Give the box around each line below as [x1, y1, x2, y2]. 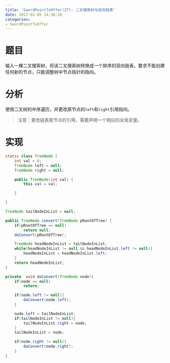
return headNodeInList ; [14, 260, 65, 265]
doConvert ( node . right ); [23, 344, 73, 349]
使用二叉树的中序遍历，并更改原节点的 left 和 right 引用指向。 [5, 106, 133, 112]
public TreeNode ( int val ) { [14, 177, 73, 182]
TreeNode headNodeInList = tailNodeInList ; [14, 241, 108, 247]
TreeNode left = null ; [14, 163, 62, 168]
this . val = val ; [23, 182, 58, 187]
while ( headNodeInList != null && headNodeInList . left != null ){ [14, 246, 153, 251]
